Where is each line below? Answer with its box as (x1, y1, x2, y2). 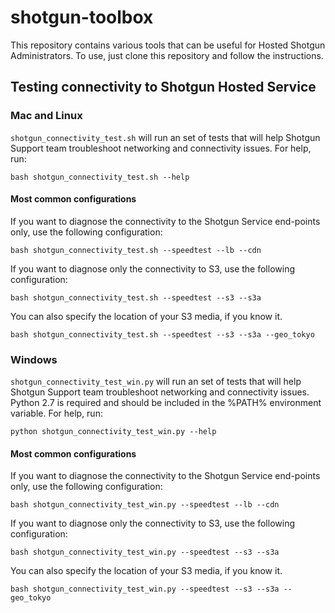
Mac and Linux (10, 109, 83, 123)
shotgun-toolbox (10, 6, 154, 29)
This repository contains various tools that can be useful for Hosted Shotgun (10, 39, 326, 51)
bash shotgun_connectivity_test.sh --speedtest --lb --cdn (10, 245, 262, 255)
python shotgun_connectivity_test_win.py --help (10, 427, 217, 437)
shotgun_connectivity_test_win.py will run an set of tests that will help (10, 376, 302, 388)
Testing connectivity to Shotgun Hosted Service (10, 79, 317, 96)
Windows (10, 352, 58, 366)
